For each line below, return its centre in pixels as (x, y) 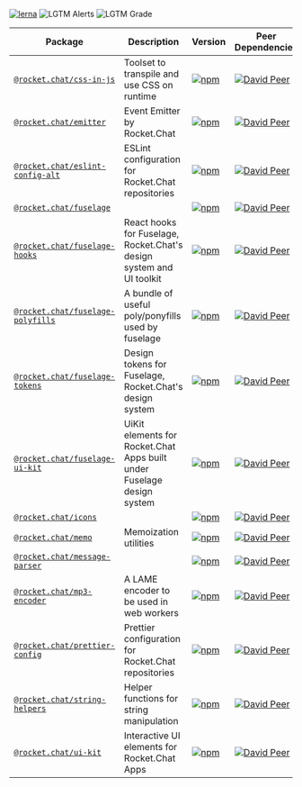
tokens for (146, 364)
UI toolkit (143, 279)
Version (209, 42)
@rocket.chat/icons (55, 517)
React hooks (151, 222)
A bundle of (149, 293)
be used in (147, 602)
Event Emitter (152, 111)
